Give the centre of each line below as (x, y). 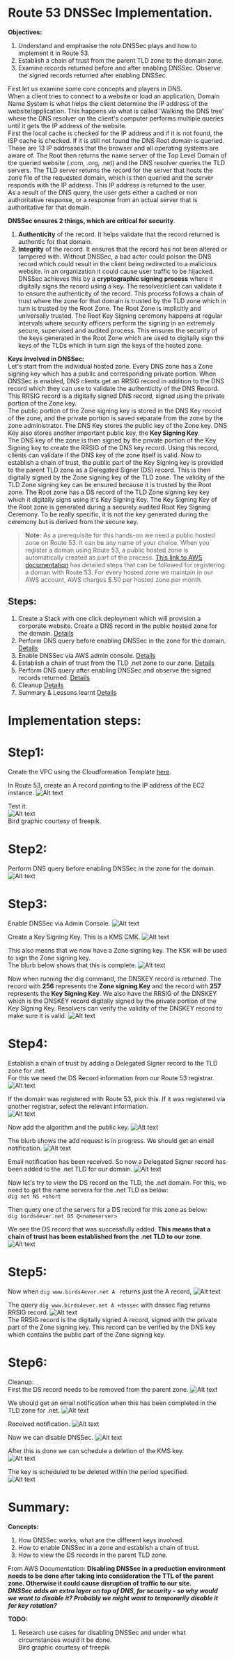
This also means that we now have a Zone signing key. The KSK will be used (117, 950)
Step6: (28, 1362)
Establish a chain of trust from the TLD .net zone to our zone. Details (116, 663)
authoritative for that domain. (49, 207)
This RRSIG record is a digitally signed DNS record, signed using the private (116, 396)
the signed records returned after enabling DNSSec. (93, 75)
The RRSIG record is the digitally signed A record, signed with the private (113, 1319)
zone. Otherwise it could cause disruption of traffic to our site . (100, 1583)
